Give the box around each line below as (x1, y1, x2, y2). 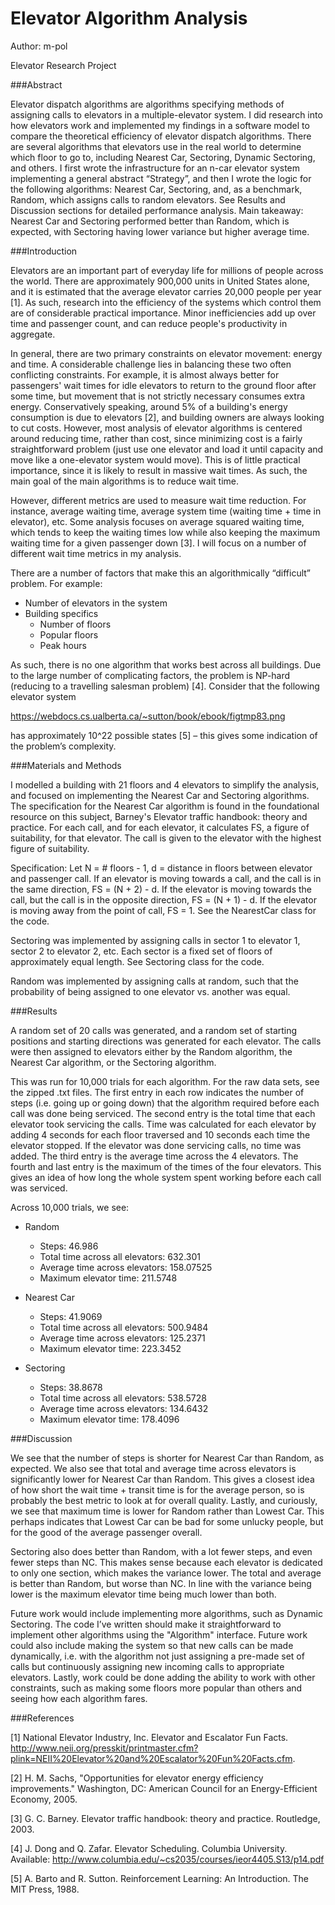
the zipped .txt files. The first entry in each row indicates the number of (10, 1086, 305, 1098)
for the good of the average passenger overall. (10, 1526, 203, 1538)
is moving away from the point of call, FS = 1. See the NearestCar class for (10, 904, 317, 916)
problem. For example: (10, 577, 103, 589)
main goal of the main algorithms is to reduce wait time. (10, 475, 240, 487)
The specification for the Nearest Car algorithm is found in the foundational (10, 800, 320, 812)
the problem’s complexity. (10, 740, 117, 752)
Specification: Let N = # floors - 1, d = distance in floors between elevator (10, 862, 313, 874)
